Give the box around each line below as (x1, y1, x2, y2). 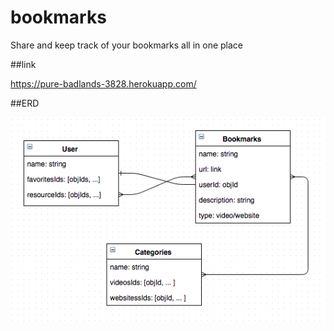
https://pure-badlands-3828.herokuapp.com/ (10, 77, 197, 90)
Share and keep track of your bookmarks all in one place (10, 39, 244, 51)
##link (10, 58, 37, 70)
